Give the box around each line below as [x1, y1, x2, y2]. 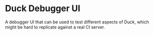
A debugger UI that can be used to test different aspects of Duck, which [5, 19, 149, 25]
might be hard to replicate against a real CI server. [5, 24, 105, 30]
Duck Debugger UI [5, 3, 81, 14]
